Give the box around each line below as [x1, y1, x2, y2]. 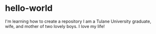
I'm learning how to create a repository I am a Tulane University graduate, [5, 18, 151, 24]
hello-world [5, 3, 53, 14]
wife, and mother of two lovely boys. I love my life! [5, 23, 105, 29]
